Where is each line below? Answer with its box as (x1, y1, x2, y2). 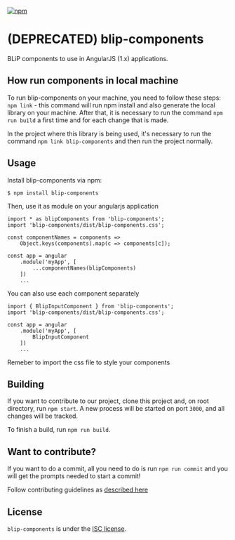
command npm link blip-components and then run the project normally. (7, 137, 213, 145)
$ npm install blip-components (7, 190, 99, 197)
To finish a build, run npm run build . (7, 426, 111, 434)
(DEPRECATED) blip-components (7, 32, 204, 47)
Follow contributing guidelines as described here (7, 485, 149, 494)
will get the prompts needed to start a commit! (7, 472, 141, 480)
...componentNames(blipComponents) (32, 264, 137, 272)
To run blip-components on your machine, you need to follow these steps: (7, 93, 221, 102)
